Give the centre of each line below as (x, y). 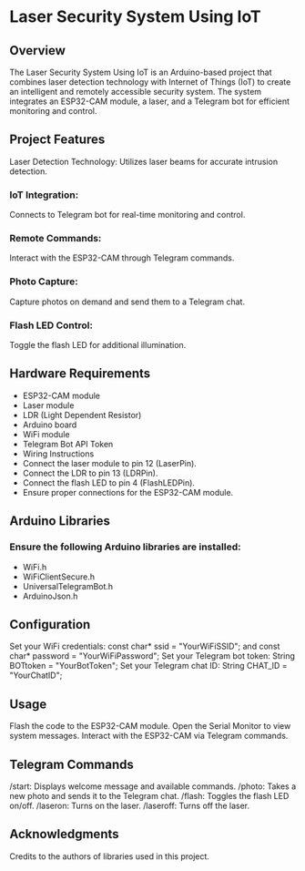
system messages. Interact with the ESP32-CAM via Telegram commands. (149, 736)
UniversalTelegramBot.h (68, 586)
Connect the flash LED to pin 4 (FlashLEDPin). (109, 482)
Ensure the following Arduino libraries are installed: (125, 547)
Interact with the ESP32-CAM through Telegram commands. (122, 258)
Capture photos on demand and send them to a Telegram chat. (127, 302)
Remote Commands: (56, 239)
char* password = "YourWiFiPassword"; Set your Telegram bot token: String (152, 656)
